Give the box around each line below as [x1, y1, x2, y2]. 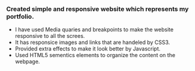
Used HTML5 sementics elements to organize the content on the [14, 52, 176, 59]
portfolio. [6, 12, 34, 20]
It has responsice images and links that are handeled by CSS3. [14, 39, 170, 46]
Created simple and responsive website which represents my [6, 5, 189, 13]
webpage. [14, 58, 40, 65]
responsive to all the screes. [14, 32, 85, 40]
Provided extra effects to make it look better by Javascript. [14, 45, 161, 52]
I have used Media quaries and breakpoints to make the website [14, 26, 174, 33]
